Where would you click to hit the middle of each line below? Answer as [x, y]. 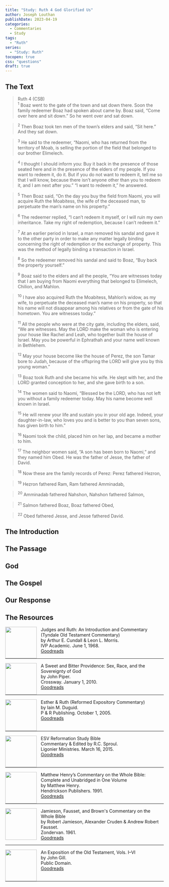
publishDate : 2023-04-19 [31, 19]
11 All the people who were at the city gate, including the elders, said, [89, 324]
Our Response [28, 601]
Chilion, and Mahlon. [39, 286]
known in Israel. [34, 404]
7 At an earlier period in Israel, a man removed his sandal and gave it [88, 233]
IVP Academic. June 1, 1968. [70, 646]
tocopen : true [20, 57]
